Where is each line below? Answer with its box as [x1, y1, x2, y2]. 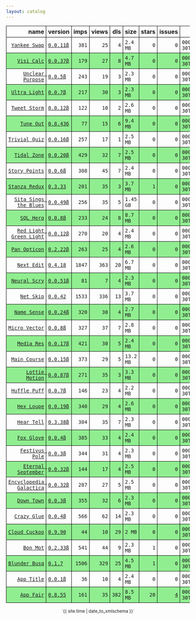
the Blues [17, 202, 45, 208]
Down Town [17, 497, 45, 504]
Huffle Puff [11, 387, 45, 394]
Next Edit [17, 261, 45, 268]
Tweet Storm [11, 105, 45, 111]
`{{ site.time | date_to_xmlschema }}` [61, 608, 135, 614]
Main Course [11, 356, 45, 362]
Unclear [23, 70, 45, 77]
